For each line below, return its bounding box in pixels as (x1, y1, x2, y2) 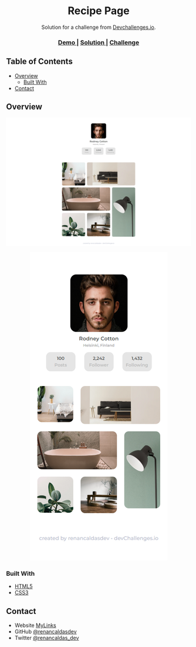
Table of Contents (6, 57, 73, 67)
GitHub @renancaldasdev (14, 628, 77, 635)
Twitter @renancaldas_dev (14, 635, 79, 642)
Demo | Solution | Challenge (58, 38, 140, 47)
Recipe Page (67, 4, 130, 18)
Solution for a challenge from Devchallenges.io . (41, 24, 156, 31)
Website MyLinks (14, 622, 57, 629)
